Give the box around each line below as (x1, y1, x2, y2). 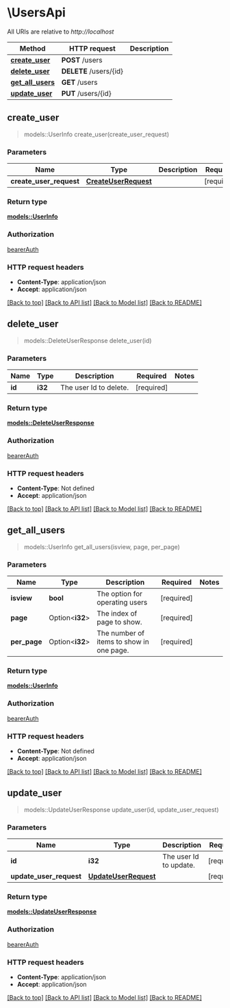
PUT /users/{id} (61, 88, 112, 98)
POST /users (61, 55, 103, 64)
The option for (97, 589, 142, 598)
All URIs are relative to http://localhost (7, 27, 114, 36)
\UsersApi (7, 5, 66, 21)
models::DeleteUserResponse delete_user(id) (23, 336, 152, 344)
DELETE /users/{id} (61, 66, 124, 76)
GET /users (61, 77, 98, 87)
